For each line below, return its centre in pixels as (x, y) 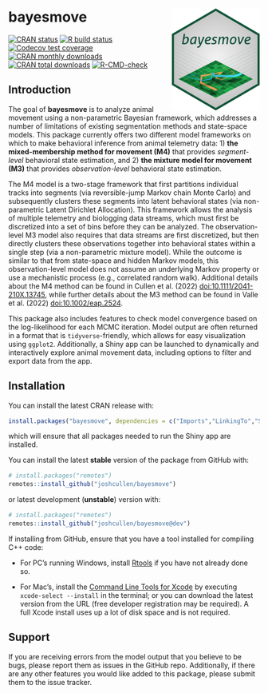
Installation (37, 386)
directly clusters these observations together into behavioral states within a (132, 243)
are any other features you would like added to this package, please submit (132, 673)
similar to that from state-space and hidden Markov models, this (114, 261)
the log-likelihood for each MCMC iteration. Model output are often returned (133, 327)
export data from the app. (51, 360)
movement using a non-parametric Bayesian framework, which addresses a (133, 117)
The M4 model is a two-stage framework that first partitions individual (123, 184)
